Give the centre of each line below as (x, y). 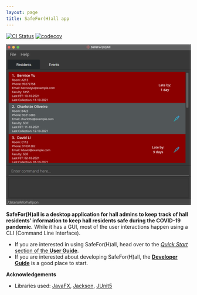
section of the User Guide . (47, 250)
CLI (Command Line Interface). (43, 233)
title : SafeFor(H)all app (38, 18)
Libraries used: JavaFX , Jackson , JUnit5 (63, 286)
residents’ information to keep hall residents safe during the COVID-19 (94, 221)
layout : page (22, 12)
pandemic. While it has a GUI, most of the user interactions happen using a (97, 226)
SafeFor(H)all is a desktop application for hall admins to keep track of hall (97, 214)
